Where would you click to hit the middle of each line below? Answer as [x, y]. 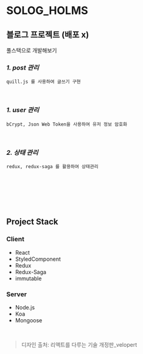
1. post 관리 [23, 68]
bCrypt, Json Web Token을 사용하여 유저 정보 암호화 [67, 124]
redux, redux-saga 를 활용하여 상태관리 [52, 166]
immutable [28, 278]
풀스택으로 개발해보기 [32, 50]
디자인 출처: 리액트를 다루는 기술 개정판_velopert [79, 344]
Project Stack [33, 222]
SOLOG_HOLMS [47, 11]
